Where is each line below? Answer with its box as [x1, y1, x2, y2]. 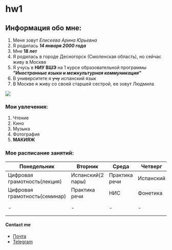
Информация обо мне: [5, 24, 82, 32]
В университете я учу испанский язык [12, 75, 96, 81]
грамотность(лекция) [8, 178, 62, 185]
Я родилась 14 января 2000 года [12, 43, 86, 49]
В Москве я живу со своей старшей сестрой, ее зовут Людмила [12, 81, 155, 87]
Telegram [12, 238, 33, 244]
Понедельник [19, 163, 55, 170]
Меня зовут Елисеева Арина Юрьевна [12, 37, 97, 43]
